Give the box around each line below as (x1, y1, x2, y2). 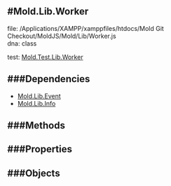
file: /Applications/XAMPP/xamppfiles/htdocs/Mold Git (7, 24, 165, 32)
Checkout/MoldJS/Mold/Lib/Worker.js (7, 32, 117, 40)
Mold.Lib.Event (17, 91, 61, 100)
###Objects (7, 167, 61, 179)
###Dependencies (7, 73, 90, 85)
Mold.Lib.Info (17, 99, 56, 107)
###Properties (7, 143, 72, 155)
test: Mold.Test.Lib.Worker (7, 53, 83, 61)
